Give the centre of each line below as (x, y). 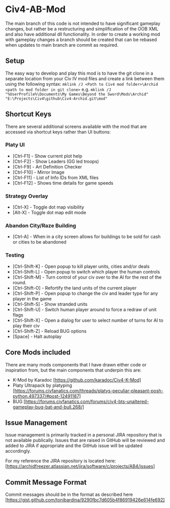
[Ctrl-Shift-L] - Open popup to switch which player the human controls (86, 272)
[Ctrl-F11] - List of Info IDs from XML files (56, 177)
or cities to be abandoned (40, 242)
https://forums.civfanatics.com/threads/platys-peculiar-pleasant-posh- (89, 391)
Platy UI (15, 145)
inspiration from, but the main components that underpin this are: (73, 370)
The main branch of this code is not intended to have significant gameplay (83, 23)
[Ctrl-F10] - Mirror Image (39, 172)
